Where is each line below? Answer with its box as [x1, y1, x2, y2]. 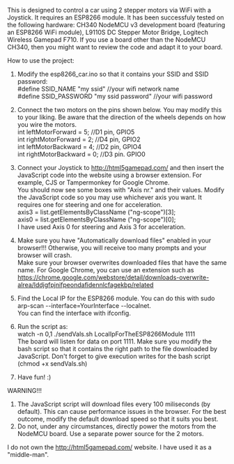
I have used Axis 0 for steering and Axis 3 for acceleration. [17, 223, 186, 231]
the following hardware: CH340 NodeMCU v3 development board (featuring [7, 21, 226, 29]
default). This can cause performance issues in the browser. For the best [17, 408, 226, 415]
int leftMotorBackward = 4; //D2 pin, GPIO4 [17, 143, 141, 150]
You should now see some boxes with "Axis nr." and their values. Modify [17, 186, 225, 194]
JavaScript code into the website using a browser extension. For [17, 171, 202, 179]
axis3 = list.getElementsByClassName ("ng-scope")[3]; [17, 208, 176, 216]
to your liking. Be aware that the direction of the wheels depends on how [17, 113, 226, 121]
